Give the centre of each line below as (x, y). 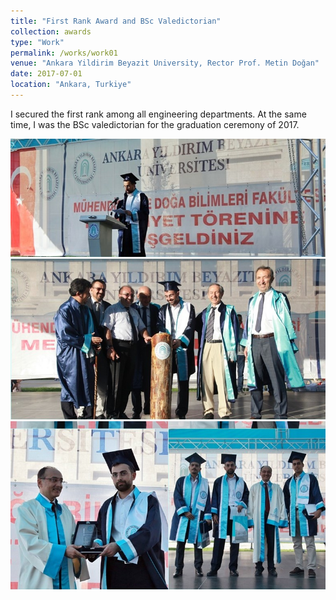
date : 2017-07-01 (46, 74)
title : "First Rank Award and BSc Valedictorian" (116, 21)
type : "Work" (37, 42)
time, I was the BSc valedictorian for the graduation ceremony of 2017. (155, 124)
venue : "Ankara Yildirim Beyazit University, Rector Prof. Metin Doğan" (165, 63)
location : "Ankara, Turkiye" (71, 85)
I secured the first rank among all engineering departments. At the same (158, 114)
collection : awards (51, 31)
